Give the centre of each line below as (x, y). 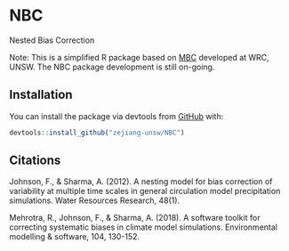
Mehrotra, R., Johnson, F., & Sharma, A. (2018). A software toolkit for (135, 218)
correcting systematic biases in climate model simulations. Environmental (144, 227)
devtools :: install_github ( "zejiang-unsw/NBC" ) (97, 133)
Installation (41, 95)
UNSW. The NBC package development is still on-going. (112, 67)
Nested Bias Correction (52, 40)
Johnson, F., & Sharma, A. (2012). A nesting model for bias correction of (141, 182)
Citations (35, 161)
